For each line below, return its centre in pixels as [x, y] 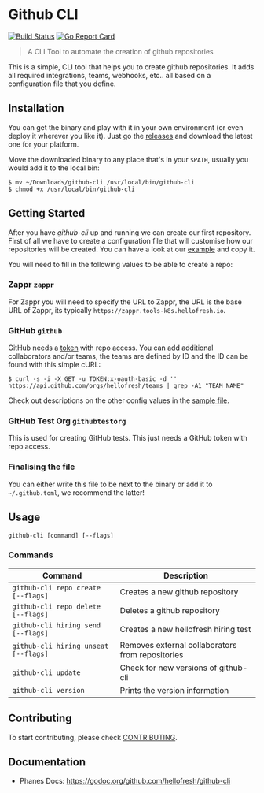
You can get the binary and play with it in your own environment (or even [126, 127]
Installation [36, 108]
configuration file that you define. [62, 84]
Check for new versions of [169, 668]
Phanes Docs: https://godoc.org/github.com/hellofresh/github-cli [125, 781]
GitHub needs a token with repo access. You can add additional [111, 348]
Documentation [47, 762]
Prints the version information [174, 690]
